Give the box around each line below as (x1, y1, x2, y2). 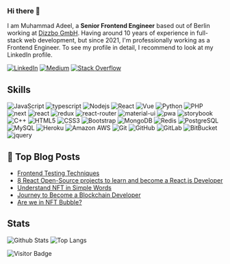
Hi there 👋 (7, 6, 41, 16)
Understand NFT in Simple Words (16, 183, 112, 192)
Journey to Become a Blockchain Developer (16, 191, 142, 199)
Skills (7, 83, 31, 95)
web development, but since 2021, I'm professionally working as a (23, 36, 210, 44)
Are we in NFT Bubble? (16, 198, 82, 206)
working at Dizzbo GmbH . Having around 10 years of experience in (7, 29, 195, 37)
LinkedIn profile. (7, 51, 53, 59)
